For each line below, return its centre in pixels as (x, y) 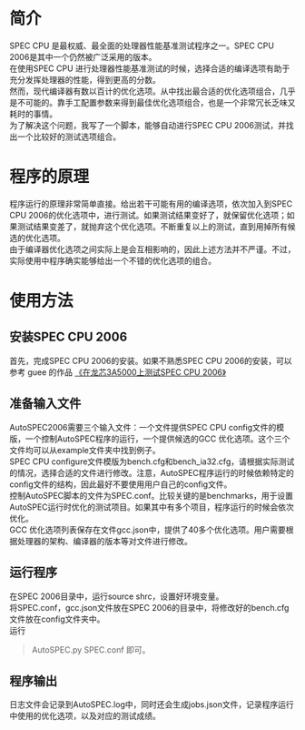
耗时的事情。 (33, 114)
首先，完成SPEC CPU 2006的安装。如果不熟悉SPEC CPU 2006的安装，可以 (151, 360)
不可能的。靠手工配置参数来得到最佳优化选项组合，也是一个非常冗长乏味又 (156, 102)
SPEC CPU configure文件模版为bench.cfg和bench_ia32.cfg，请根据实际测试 (152, 461)
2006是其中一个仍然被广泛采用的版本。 (83, 56)
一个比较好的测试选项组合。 (69, 137)
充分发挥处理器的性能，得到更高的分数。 (85, 79)
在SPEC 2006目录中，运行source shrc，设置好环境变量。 (117, 596)
